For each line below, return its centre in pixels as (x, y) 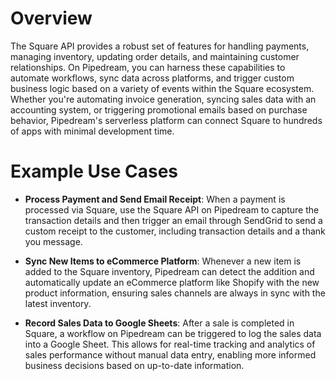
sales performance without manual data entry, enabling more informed (170, 354)
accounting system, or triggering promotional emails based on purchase (159, 109)
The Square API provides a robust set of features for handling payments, (160, 46)
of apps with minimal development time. (92, 131)
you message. (53, 241)
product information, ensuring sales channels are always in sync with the (175, 293)
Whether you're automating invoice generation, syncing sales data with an (163, 99)
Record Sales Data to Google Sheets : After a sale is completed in (159, 323)
